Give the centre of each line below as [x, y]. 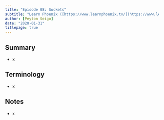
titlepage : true [21, 28]
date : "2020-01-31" [25, 23]
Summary [20, 48]
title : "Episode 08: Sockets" [36, 10]
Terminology [25, 74]
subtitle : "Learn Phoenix [31, 14]
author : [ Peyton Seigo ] [29, 19]
